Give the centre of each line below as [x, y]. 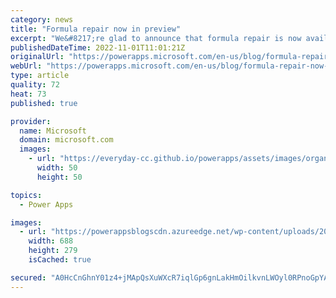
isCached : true [60, 260]
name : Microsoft [53, 131]
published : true [44, 103]
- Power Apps [46, 204]
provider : [31, 121]
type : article [40, 76]
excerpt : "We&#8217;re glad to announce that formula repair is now [156, 38]
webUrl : [26, 66]
